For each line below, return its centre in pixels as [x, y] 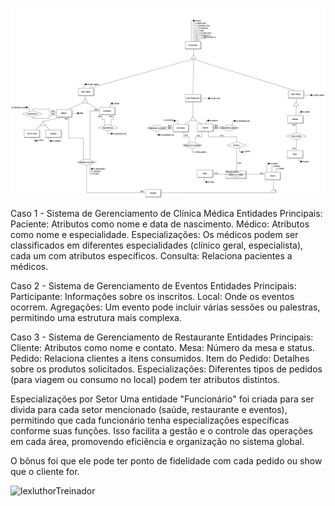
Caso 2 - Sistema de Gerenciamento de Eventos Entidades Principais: [153, 286]
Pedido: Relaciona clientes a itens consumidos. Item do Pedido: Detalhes [160, 359]
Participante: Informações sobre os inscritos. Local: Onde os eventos [152, 297]
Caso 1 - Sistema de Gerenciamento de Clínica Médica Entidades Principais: [166, 214]
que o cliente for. [45, 472]
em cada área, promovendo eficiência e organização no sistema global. [157, 442]
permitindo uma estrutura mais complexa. [96, 318]
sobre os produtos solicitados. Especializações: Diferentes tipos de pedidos [166, 369]
